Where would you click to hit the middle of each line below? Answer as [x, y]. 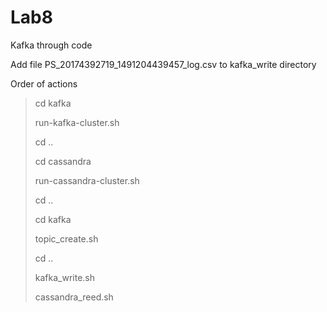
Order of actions [44, 83]
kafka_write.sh [65, 277]
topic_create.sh [66, 238]
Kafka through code [51, 45]
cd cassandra [63, 161]
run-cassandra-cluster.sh [87, 180]
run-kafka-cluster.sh [77, 122]
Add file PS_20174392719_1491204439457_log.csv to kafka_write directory [163, 64]
